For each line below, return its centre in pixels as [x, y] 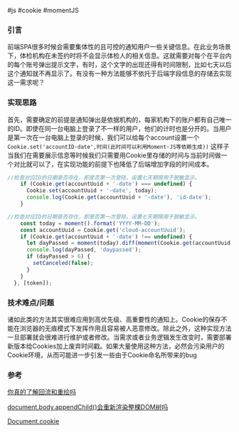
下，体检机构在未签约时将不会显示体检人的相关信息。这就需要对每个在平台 [116, 56]
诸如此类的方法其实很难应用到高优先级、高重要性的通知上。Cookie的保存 [115, 319]
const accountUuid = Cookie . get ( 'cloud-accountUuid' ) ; [103, 230]
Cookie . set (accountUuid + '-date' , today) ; [92, 191]
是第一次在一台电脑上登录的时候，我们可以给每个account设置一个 [103, 137]
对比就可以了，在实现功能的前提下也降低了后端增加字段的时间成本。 [113, 164]
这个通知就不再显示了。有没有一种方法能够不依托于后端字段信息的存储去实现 [119, 73]
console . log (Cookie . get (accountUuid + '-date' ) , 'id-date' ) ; [119, 197]
